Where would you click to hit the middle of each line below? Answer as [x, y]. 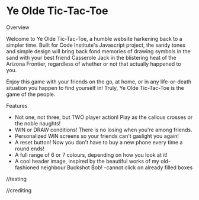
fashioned [27, 167]
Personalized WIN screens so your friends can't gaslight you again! [97, 136]
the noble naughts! [38, 123]
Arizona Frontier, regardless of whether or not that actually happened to [94, 64]
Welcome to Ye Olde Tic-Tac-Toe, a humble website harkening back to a [94, 38]
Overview [18, 27]
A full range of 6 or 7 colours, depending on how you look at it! [91, 154]
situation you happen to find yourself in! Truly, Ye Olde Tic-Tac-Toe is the [95, 88]
